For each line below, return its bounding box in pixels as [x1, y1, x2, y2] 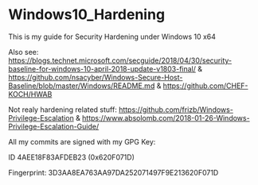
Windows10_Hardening [8, 6, 166, 24]
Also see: [8, 47, 39, 56]
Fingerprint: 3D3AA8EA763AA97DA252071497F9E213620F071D [8, 168, 219, 177]
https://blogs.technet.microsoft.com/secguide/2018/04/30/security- [8, 56, 233, 65]
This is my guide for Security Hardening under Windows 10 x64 [8, 32, 217, 41]
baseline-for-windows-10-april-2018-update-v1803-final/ [8, 64, 197, 73]
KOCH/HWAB [8, 89, 53, 98]
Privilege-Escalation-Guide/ [8, 121, 100, 131]
